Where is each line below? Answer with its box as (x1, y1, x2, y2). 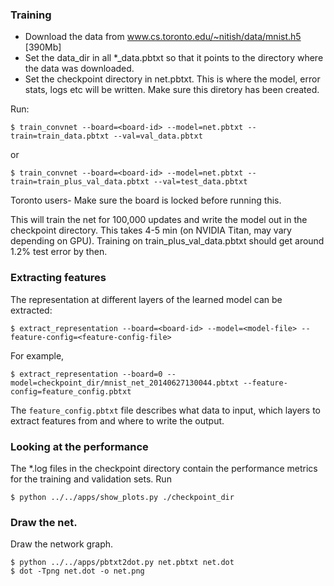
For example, (10, 349, 65, 362)
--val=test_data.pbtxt (153, 177, 248, 187)
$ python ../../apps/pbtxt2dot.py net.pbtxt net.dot (10, 558, 235, 568)
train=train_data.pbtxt (10, 131, 110, 142)
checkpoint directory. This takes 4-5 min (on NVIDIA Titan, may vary (10, 224, 292, 237)
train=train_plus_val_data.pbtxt (10, 177, 150, 187)
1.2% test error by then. (10, 246, 108, 258)
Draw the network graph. (10, 538, 114, 550)
